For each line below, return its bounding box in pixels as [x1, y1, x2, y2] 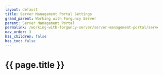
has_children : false [5, 34, 47, 39]
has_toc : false [5, 39, 36, 44]
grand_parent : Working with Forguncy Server [5, 16, 97, 21]
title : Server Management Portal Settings [5, 12, 92, 16]
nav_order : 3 [5, 30, 32, 34]
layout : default [5, 7, 38, 12]
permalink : [5, 25, 27, 30]
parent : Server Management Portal [5, 20, 75, 26]
